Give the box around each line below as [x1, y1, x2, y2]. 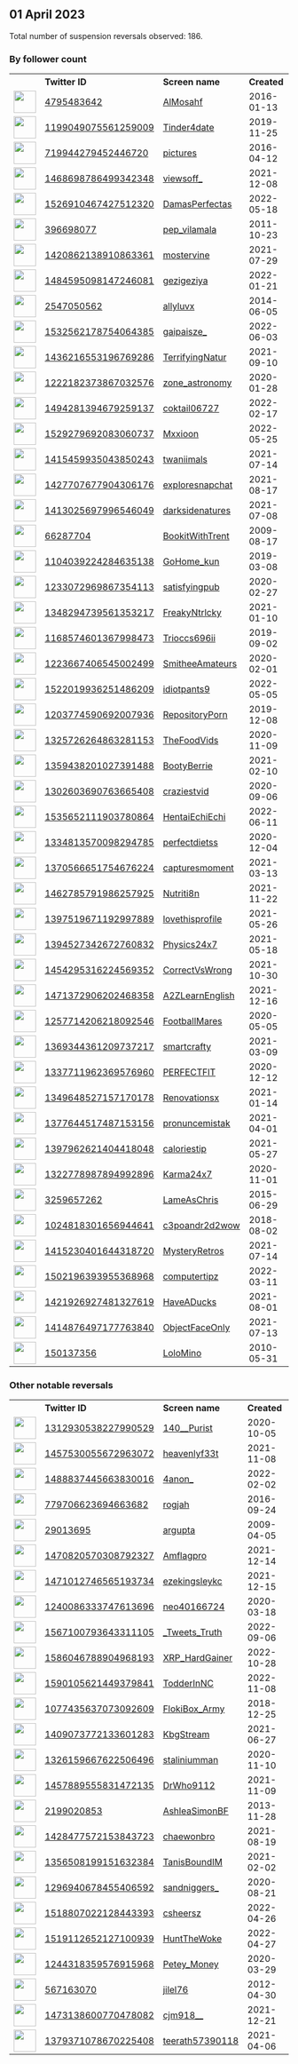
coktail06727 [162, 402, 220, 415]
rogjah [162, 1498, 190, 1511]
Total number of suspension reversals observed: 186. [9, 30, 203, 41]
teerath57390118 [162, 2035, 239, 2047]
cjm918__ [162, 2009, 204, 2021]
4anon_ [162, 1473, 194, 1486]
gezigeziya [162, 274, 208, 287]
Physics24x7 [162, 939, 218, 951]
